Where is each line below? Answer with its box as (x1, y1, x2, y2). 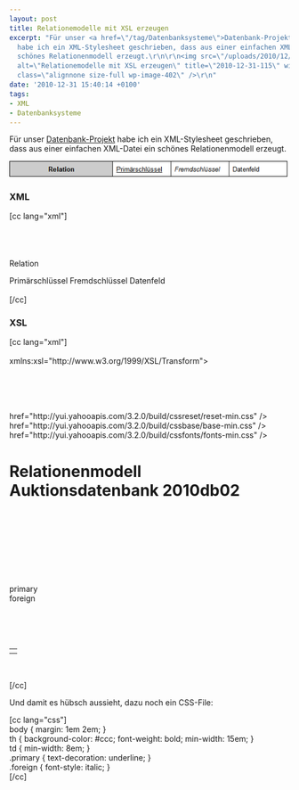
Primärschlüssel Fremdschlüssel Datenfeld (9, 276, 166, 286)
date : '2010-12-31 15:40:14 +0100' (9, 80, 141, 89)
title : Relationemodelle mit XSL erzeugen (9, 23, 169, 33)
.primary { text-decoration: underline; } (9, 753, 151, 763)
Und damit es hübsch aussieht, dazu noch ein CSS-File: (9, 697, 214, 708)
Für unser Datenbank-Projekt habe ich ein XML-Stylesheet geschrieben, (9, 134, 273, 144)
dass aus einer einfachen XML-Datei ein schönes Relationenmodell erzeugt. (9, 144, 287, 154)
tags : (9, 89, 29, 98)
